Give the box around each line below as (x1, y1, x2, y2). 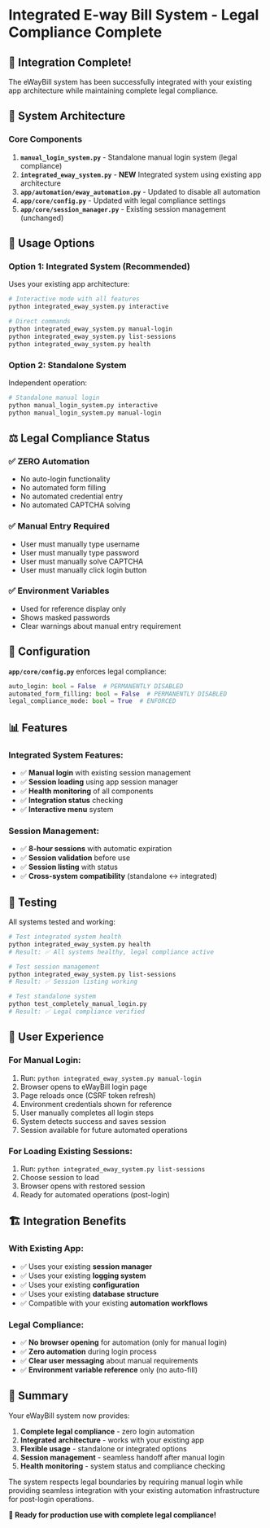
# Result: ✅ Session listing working (8, 977, 138, 986)
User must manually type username (20, 539, 140, 549)
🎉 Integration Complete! (8, 55, 132, 69)
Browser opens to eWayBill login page (20, 1082, 148, 1091)
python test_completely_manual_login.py (8, 1000, 148, 1008)
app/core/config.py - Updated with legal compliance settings (20, 195, 226, 205)
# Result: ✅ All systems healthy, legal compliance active (8, 947, 214, 956)
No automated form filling (20, 483, 107, 493)
